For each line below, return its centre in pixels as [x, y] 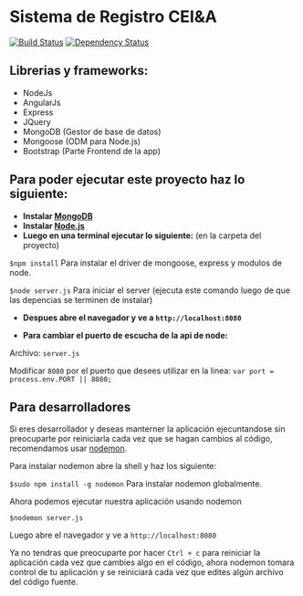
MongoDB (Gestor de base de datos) [92, 131]
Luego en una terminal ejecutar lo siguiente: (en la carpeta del [142, 235]
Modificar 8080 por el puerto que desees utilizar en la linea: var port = [142, 371]
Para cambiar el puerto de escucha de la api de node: [125, 335]
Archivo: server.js [45, 352]
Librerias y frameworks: [79, 71]
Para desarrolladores [70, 407]
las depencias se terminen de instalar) [81, 299]
